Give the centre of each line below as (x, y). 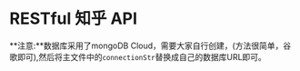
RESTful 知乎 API (74, 19)
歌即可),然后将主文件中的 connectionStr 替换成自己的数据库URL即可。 (138, 56)
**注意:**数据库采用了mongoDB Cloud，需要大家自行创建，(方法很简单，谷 (150, 46)
